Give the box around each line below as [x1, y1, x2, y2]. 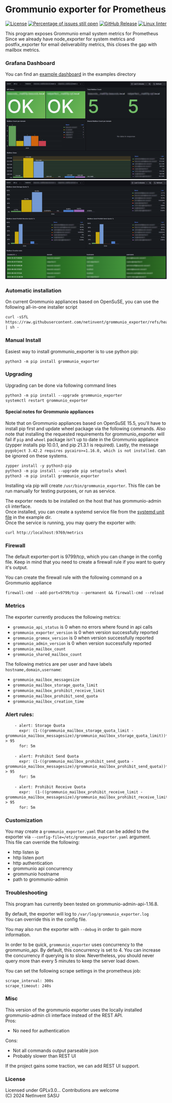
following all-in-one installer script [5, 304, 78, 310]
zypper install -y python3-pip [5, 463, 72, 469]
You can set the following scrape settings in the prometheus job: [5, 967, 141, 974]
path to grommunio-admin [12, 876, 68, 882]
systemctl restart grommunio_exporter [5, 398, 88, 403]
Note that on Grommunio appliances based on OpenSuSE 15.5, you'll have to [5, 420, 166, 426]
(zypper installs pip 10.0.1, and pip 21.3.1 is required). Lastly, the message [5, 442, 159, 448]
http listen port [12, 855, 44, 861]
